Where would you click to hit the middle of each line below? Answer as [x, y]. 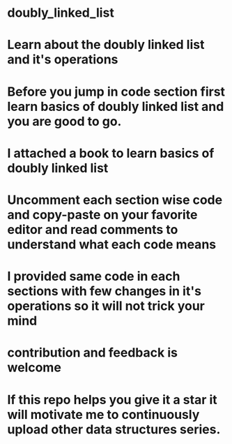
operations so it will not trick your [106, 306]
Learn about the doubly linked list [106, 45]
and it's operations [63, 60]
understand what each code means [112, 244]
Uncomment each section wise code [115, 200]
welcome [34, 368]
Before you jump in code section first [116, 91]
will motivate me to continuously [103, 414]
